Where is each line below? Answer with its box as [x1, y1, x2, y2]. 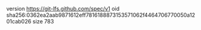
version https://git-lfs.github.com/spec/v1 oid [6, 5, 120, 12]
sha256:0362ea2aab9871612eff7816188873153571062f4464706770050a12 [6, 11, 196, 19]
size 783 [32, 18, 54, 25]
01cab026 [6, 18, 32, 25]
